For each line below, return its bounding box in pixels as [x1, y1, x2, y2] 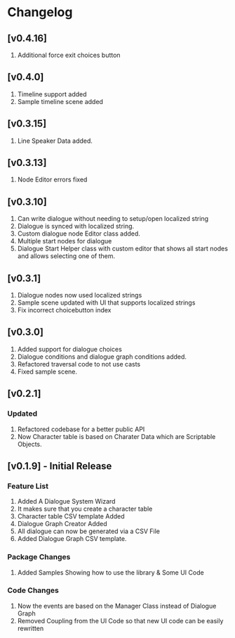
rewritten [17, 624, 44, 632]
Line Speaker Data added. [17, 136, 93, 145]
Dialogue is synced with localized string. [17, 222, 135, 231]
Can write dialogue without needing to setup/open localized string [17, 215, 209, 223]
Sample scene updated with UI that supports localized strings [17, 298, 196, 307]
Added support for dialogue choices [17, 345, 123, 353]
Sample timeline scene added [17, 97, 104, 106]
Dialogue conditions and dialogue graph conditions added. [17, 352, 187, 361]
